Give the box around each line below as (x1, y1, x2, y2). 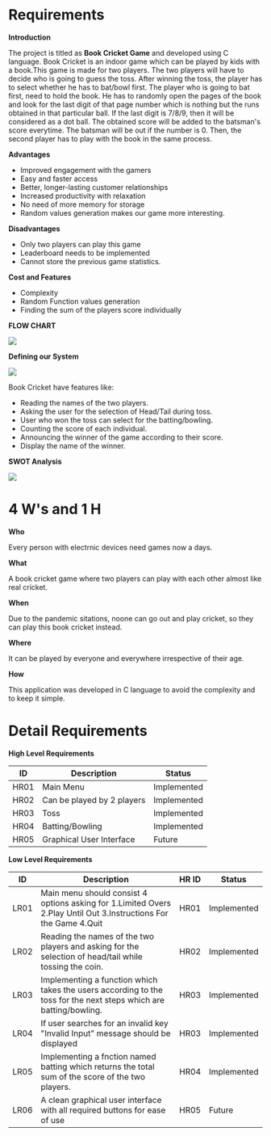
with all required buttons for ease (40, 1104, 166, 1116)
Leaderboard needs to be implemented (19, 248, 151, 258)
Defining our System (8, 351, 79, 361)
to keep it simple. (8, 693, 66, 703)
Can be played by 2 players (41, 794, 146, 806)
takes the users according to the (40, 984, 164, 995)
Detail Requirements (8, 722, 148, 740)
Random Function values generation (19, 297, 140, 306)
